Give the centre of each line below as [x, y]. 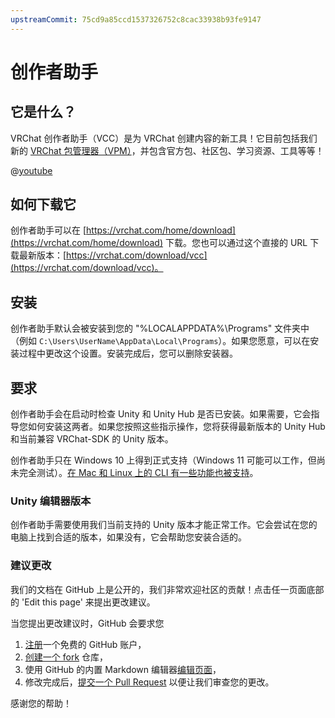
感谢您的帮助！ [41, 703]
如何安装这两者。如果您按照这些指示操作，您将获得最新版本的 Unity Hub [176, 427]
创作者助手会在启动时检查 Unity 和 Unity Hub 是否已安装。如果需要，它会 [161, 414]
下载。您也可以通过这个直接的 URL [236, 243]
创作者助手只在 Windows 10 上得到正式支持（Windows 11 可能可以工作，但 [163, 460]
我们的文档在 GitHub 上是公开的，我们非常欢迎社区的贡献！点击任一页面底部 [167, 589]
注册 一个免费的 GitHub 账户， [85, 644]
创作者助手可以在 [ [48, 230]
